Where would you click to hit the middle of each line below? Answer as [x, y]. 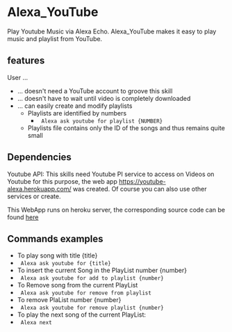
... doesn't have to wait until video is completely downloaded [104, 98]
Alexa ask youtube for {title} [66, 264]
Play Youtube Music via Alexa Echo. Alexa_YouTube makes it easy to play [112, 31]
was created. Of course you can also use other [140, 189]
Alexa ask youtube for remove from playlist [86, 293]
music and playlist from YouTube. [55, 38]
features [26, 61]
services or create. [34, 196]
